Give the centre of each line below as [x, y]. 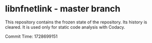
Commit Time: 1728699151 [31, 36]
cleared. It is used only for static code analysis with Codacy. [65, 27]
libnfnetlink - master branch [63, 9]
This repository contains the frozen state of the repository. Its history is [76, 22]
